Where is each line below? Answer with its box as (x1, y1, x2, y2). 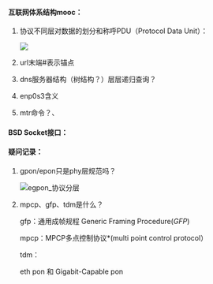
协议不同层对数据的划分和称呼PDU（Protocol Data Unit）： (19, 26, 208, 35)
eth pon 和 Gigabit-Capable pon (19, 267, 124, 276)
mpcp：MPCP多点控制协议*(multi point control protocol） (19, 234, 207, 242)
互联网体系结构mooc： (8, 7, 83, 17)
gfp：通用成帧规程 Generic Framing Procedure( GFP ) (19, 217, 190, 226)
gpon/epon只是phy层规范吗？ (19, 166, 117, 175)
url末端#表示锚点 (19, 58, 75, 67)
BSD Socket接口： (8, 127, 69, 137)
